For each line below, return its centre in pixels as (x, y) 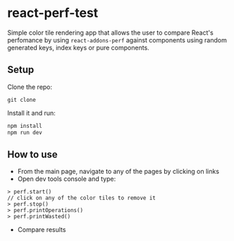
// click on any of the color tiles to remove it (82, 198)
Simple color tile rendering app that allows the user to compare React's (110, 33)
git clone (22, 100)
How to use (32, 154)
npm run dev (25, 132)
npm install (25, 126)
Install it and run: (32, 113)
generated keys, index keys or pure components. (78, 47)
